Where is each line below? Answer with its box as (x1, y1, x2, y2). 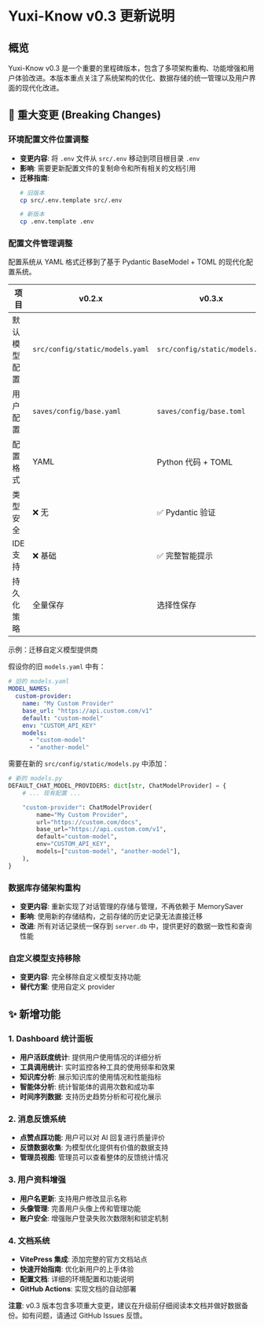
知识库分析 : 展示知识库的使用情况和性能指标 (19, 1072, 162, 1082)
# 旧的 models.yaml (8, 677, 70, 686)
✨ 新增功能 (8, 1007, 61, 1021)
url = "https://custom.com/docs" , (36, 818, 143, 826)
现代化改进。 (21, 84, 64, 92)
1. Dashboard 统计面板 (8, 1033, 93, 1044)
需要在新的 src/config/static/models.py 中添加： (8, 759, 170, 769)
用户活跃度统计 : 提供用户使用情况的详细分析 (19, 1053, 162, 1062)
